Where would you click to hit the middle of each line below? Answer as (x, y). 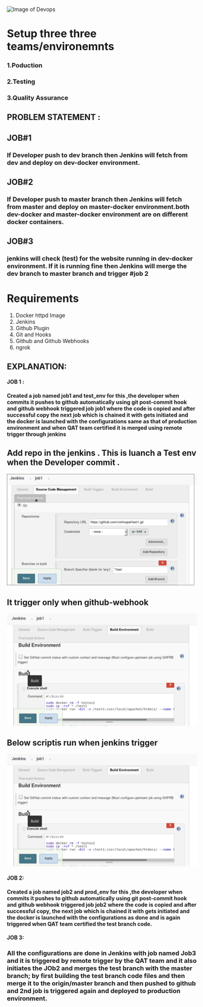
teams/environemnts (61, 47)
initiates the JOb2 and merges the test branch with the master (100, 968)
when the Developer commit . (63, 463)
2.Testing (21, 82)
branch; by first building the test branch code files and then (96, 976)
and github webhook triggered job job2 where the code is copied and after (102, 904)
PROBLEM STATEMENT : (54, 117)
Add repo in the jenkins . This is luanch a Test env (102, 453)
